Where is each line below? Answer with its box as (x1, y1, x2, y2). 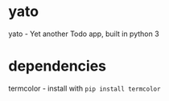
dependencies (8, 57, 107, 75)
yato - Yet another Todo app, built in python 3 (8, 29, 159, 38)
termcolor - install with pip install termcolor (8, 83, 161, 93)
